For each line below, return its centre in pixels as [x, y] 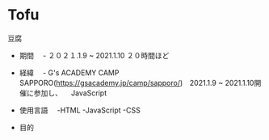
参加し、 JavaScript [70, 93]
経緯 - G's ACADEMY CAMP [69, 72]
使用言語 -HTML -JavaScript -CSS [80, 110]
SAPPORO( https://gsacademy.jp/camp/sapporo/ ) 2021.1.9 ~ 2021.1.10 [137, 83]
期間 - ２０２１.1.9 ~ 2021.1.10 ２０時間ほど [94, 55]
